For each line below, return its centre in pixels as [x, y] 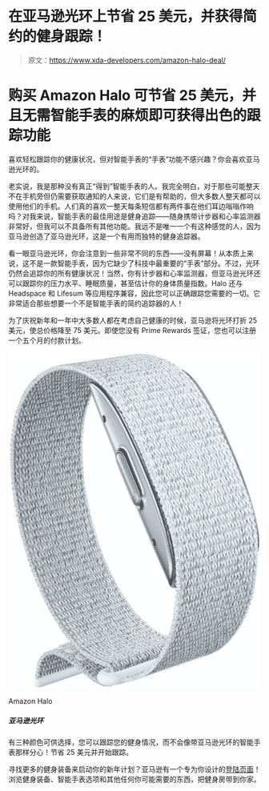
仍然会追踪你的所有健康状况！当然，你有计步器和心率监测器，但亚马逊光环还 [134, 273]
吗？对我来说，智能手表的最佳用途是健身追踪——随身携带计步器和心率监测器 [134, 216]
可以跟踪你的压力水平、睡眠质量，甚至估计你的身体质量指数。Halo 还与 [125, 283]
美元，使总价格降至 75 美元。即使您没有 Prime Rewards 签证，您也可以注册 [132, 330]
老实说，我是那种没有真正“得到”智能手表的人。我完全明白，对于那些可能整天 [134, 186]
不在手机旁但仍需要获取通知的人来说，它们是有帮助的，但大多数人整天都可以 [134, 196]
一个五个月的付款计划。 [47, 340]
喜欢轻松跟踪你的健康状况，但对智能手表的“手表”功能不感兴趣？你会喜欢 [127, 159]
